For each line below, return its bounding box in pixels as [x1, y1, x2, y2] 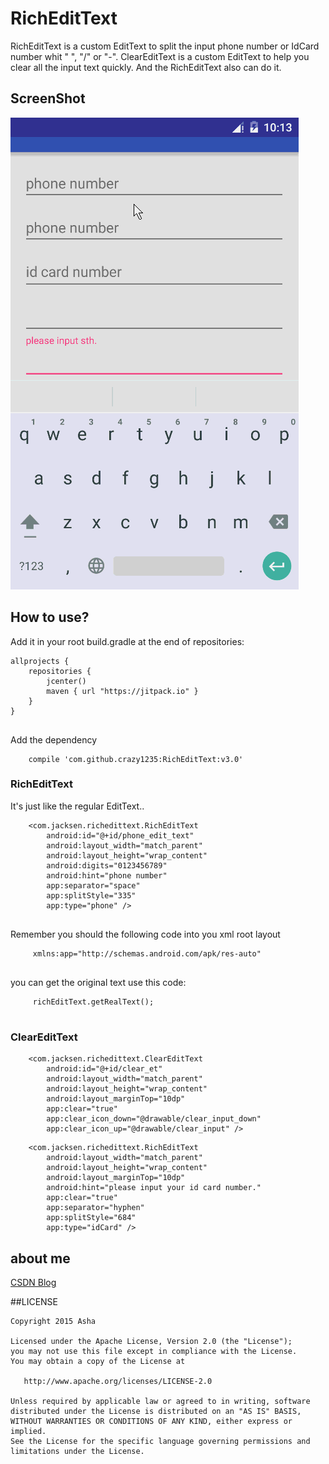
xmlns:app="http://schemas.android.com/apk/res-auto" [32, 948, 262, 959]
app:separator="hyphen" [46, 1203, 145, 1213]
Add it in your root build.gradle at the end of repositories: [10, 635, 245, 647]
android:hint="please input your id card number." [46, 1183, 262, 1193]
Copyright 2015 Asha [10, 1316, 97, 1326]
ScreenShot [10, 90, 86, 107]
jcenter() [46, 676, 87, 686]
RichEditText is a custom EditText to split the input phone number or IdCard [10, 40, 320, 52]
